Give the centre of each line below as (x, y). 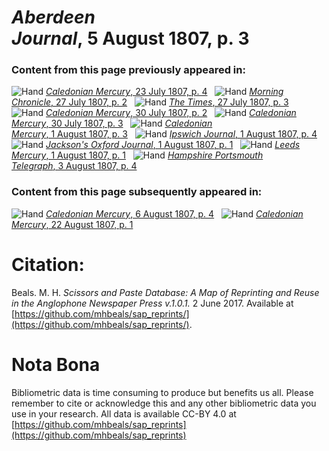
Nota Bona (56, 364)
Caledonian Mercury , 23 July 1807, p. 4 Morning (164, 92)
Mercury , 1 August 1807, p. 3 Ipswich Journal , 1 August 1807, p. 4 (164, 134)
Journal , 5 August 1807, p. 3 (130, 38)
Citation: (48, 264)
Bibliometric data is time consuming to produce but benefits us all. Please (162, 392)
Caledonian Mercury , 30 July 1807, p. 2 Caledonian (171, 113)
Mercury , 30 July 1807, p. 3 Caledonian (112, 123)
